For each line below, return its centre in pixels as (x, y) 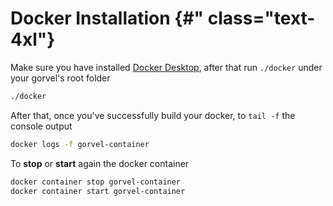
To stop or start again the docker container (100, 163)
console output (41, 126)
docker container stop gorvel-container (96, 182)
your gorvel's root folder (60, 78)
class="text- (261, 18)
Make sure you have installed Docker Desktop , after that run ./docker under (166, 67)
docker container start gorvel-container (98, 191)
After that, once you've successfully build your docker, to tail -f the (153, 115)
